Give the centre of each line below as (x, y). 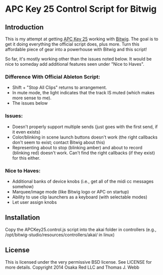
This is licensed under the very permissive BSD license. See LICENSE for (79, 262)
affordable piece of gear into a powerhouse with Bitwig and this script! (76, 49)
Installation (23, 218)
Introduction (24, 27)
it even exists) (26, 132)
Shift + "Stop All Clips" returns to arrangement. (59, 87)
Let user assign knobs (35, 202)
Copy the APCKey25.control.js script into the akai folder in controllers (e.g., (81, 229)
